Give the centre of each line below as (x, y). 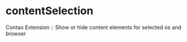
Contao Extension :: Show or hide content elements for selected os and (93, 27)
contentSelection (49, 11)
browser (16, 33)
